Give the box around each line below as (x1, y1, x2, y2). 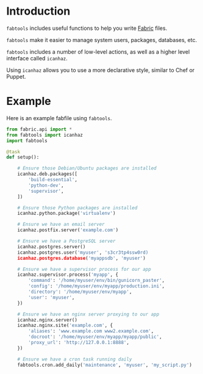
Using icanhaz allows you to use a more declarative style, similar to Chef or (6, 66, 195, 74)
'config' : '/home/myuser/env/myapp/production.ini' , (28, 283, 165, 289)
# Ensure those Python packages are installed (17, 204, 138, 211)
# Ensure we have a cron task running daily (17, 356, 132, 362)
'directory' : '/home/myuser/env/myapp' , (28, 289, 132, 295)
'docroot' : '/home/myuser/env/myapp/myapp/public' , (28, 334, 163, 340)
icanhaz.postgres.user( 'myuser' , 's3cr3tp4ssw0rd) (17, 249, 149, 256)
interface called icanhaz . (6, 54, 68, 62)
